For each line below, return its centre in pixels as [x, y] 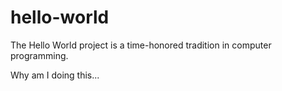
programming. [39, 55]
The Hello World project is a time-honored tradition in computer [141, 45]
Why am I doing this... [55, 75]
